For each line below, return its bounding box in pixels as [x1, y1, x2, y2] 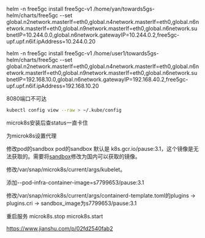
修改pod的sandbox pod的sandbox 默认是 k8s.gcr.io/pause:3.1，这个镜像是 [6, 145, 194, 152]
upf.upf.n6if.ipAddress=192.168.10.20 [6, 82, 99, 90]
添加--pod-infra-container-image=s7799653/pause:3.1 [6, 178, 144, 186]
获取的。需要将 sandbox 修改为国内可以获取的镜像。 [11, 153, 141, 160]
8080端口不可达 [6, 95, 47, 102]
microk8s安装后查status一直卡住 [6, 119, 88, 126]
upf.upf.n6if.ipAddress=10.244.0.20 [6, 38, 96, 45]
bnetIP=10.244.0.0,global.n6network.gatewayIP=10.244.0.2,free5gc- [6, 31, 179, 39]
